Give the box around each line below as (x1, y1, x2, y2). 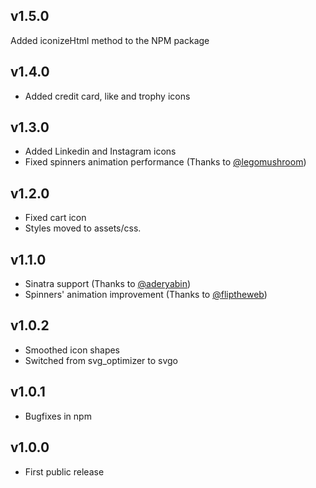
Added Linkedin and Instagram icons (24, 145, 177, 158)
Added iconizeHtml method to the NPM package (10, 34, 210, 46)
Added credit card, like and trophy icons (24, 90, 191, 102)
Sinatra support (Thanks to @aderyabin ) (24, 278, 192, 290)
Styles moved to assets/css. (24, 222, 142, 234)
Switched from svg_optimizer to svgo (24, 354, 179, 366)
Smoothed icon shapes (24, 344, 121, 356)
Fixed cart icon (24, 212, 87, 224)
